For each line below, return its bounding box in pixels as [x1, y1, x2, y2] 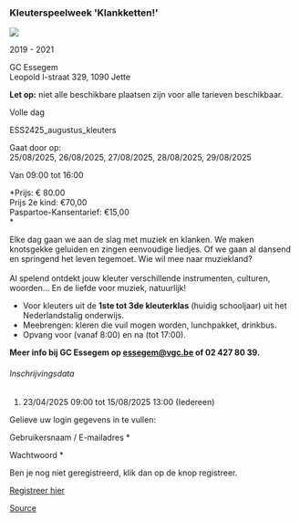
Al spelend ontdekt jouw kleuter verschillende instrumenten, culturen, [9, 273, 271, 284]
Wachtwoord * [9, 449, 64, 460]
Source [9, 502, 36, 513]
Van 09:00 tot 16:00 [9, 170, 84, 181]
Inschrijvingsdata [9, 368, 75, 379]
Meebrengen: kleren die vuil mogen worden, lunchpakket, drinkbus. [22, 319, 277, 330]
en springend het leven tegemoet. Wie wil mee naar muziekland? [9, 254, 253, 265]
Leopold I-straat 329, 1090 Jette [9, 71, 130, 83]
